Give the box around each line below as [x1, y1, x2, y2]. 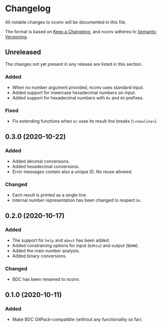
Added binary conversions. [12, 253, 67, 259]
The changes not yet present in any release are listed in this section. [5, 61, 143, 67]
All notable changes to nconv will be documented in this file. [5, 19, 127, 25]
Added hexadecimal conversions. [12, 164, 80, 170]
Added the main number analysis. [12, 248, 80, 254]
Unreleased [5, 48, 42, 56]
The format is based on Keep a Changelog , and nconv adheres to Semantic [5, 28, 157, 34]
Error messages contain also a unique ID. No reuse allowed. [12, 169, 133, 175]
